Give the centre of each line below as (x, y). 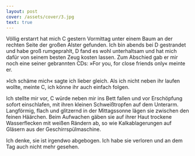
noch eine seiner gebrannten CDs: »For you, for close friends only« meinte (96, 63)
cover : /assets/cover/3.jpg (40, 17)
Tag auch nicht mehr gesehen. (43, 147)
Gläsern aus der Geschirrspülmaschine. (54, 129)
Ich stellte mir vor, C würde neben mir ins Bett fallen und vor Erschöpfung (94, 98)
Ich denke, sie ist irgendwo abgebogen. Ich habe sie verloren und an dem (94, 141)
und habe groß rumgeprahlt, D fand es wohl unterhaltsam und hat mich (91, 51)
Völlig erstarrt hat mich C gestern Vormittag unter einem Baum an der (90, 39)
